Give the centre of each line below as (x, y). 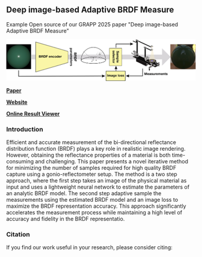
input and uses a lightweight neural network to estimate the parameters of (98, 187)
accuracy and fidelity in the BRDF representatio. (66, 219)
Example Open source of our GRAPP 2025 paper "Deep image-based (92, 24)
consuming (20, 161)
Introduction (25, 129)
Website (17, 102)
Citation (18, 234)
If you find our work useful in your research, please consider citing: (90, 247)
